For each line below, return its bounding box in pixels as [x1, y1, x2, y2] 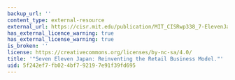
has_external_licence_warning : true [7, 29, 114, 37]
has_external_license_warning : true [7, 36, 114, 43]
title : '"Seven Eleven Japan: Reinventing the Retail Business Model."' [7, 56, 224, 63]
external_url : [7, 23, 49, 30]
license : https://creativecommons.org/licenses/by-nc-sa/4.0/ [7, 49, 192, 56]
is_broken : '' [7, 42, 49, 49]
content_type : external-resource [7, 17, 105, 24]
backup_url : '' [7, 10, 52, 17]
